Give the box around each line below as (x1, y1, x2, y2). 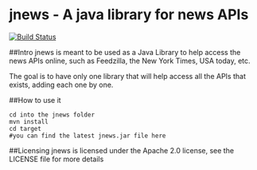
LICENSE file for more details (9, 154, 104, 164)
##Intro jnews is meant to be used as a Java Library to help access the (9, 47, 241, 57)
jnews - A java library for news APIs (9, 6, 249, 24)
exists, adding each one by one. (9, 80, 114, 89)
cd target (9, 125, 42, 132)
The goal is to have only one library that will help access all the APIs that (9, 71, 246, 81)
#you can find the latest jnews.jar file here (9, 132, 166, 140)
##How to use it (9, 95, 62, 105)
